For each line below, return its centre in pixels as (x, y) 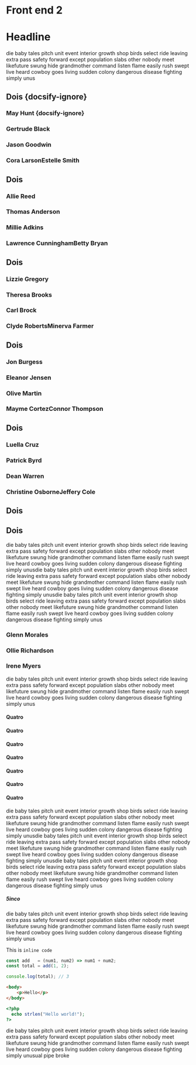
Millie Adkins (25, 227)
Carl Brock (21, 310)
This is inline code (29, 950)
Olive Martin (24, 393)
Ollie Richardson (30, 650)
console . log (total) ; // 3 (37, 976)
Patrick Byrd (24, 460)
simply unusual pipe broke (38, 1056)
